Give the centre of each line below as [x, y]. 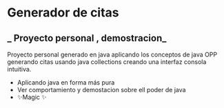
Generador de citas [63, 13]
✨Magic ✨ [32, 97]
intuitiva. [19, 69]
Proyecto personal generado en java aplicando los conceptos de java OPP [112, 54]
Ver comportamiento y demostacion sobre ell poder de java [101, 90]
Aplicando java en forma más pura [66, 83]
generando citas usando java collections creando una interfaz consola [107, 62]
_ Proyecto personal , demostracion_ [87, 38]
